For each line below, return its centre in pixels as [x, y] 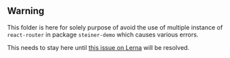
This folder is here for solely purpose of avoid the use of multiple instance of [115, 27]
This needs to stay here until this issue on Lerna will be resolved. [98, 47]
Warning [26, 11]
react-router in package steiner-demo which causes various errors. [103, 34]
